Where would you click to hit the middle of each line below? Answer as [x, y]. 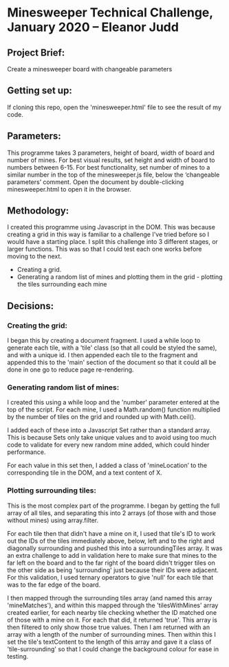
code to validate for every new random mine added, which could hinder [108, 445]
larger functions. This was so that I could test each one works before [105, 249]
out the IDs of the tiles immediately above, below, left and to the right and [111, 541]
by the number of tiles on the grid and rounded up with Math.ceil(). [101, 417]
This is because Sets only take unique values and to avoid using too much [112, 438]
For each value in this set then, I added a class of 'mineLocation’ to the [107, 466]
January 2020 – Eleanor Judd [93, 27]
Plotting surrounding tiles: [52, 490]
